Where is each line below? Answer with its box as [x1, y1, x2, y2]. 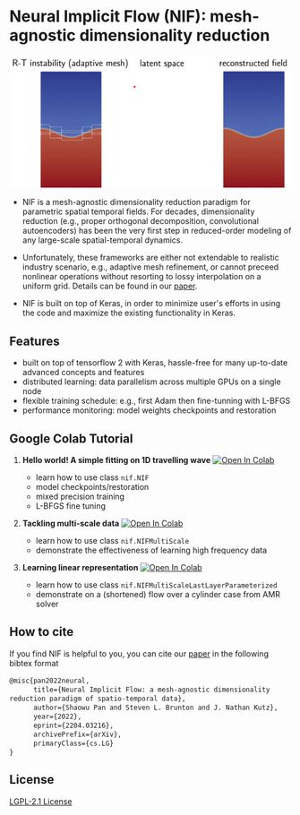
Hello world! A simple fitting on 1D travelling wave [21, 454, 211, 465]
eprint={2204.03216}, [32, 721, 115, 730]
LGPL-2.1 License [9, 795, 73, 807]
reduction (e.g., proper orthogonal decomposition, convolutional [21, 216, 260, 227]
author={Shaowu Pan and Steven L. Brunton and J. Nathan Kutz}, [32, 703, 279, 712]
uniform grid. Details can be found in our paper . [21, 280, 198, 292]
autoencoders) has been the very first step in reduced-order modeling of [21, 226, 292, 236]
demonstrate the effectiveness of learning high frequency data [35, 545, 268, 555]
